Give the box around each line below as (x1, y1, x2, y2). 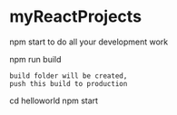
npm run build (9, 53, 62, 64)
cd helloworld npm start (9, 95, 98, 106)
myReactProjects (9, 6, 143, 27)
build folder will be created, (9, 71, 128, 81)
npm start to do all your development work (9, 36, 169, 47)
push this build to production (9, 79, 128, 88)
